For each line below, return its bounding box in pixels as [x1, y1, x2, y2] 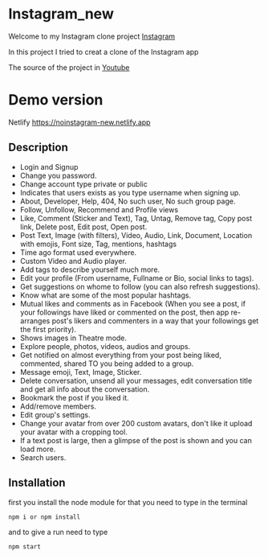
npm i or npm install [8, 512, 81, 521]
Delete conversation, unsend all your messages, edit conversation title [19, 376, 253, 385]
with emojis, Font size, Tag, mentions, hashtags [19, 239, 177, 249]
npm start [8, 542, 42, 551]
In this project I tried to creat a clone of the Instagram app [8, 47, 199, 56]
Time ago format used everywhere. [19, 247, 137, 257]
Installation [8, 476, 66, 490]
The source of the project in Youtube [8, 62, 130, 72]
